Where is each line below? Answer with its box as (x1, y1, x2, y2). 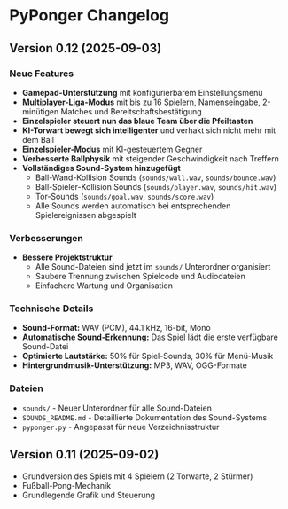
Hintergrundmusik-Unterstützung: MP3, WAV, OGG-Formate (21, 360, 248, 371)
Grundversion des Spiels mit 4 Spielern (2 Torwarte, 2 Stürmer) (21, 471, 253, 482)
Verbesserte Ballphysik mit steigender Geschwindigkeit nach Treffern (21, 153, 279, 164)
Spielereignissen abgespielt (35, 209, 137, 220)
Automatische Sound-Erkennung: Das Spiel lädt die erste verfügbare (21, 332, 279, 342)
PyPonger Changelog (9, 5, 170, 26)
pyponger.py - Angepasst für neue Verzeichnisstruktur (21, 421, 220, 432)
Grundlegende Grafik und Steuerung (21, 489, 156, 500)
